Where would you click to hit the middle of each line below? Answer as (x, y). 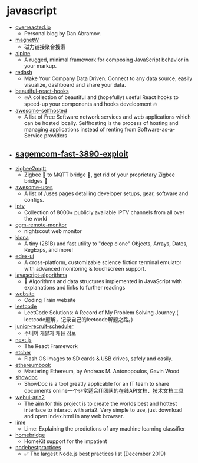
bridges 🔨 (36, 180)
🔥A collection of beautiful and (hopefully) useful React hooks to (101, 97)
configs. (34, 199)
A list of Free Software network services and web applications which (107, 117)
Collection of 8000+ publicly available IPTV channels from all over (104, 212)
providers (55, 135)
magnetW (27, 40)
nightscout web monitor (53, 231)
